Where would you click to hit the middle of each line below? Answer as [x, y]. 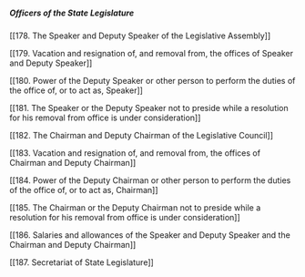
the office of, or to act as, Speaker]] [76, 90]
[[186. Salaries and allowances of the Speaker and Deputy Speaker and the [150, 235]
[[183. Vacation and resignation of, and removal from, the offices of [135, 153]
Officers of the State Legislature [72, 13]
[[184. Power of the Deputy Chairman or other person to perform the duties [150, 180]
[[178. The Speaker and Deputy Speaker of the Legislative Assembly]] [140, 36]
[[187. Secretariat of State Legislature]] [82, 262]
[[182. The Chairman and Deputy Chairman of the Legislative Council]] [142, 135]
